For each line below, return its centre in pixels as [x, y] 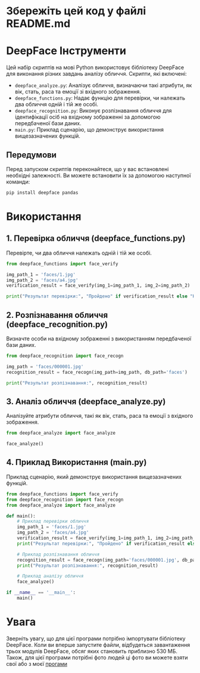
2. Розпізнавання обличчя [57, 315]
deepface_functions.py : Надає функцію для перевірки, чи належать [100, 98]
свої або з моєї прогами [37, 663]
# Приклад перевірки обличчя [53, 522]
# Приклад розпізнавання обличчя [58, 554]
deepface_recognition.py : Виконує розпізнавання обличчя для [93, 111]
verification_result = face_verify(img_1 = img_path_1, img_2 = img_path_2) [98, 286]
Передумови [31, 155]
